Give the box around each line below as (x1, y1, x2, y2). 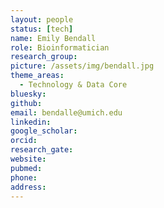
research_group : (10, 52, 78, 62)
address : (10, 182, 47, 192)
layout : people (10, 14, 74, 25)
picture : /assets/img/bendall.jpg (10, 61, 155, 71)
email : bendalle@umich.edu (10, 107, 123, 118)
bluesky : (10, 89, 47, 99)
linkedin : (10, 117, 52, 127)
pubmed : (10, 163, 43, 173)
